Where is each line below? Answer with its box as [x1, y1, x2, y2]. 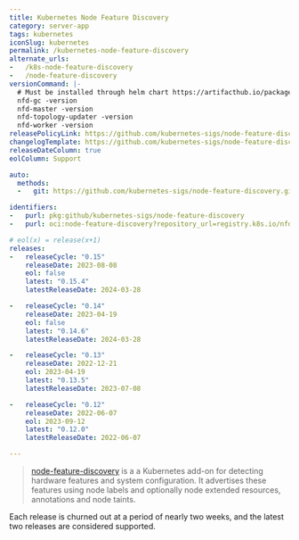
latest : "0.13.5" [25, 376, 90, 385]
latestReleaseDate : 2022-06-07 [25, 434, 141, 443]
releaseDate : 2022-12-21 [25, 359, 117, 369]
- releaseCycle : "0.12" [9, 400, 105, 409]
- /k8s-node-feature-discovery [9, 63, 133, 72]
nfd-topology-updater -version [17, 112, 133, 121]
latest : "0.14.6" [25, 327, 90, 336]
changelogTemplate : [9, 137, 82, 146]
